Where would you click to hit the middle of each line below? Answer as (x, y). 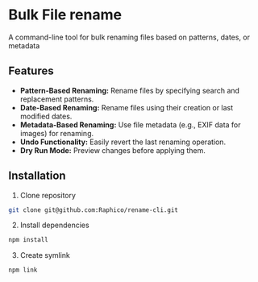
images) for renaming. (57, 133)
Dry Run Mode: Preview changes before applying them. (112, 150)
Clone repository (48, 195)
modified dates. (46, 116)
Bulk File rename (65, 15)
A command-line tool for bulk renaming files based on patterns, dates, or (129, 37)
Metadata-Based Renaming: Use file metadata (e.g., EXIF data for (130, 124)
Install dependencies (55, 225)
